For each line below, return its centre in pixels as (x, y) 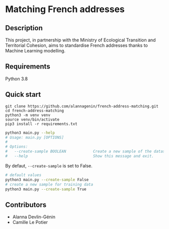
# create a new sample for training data (49, 184)
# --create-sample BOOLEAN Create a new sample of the (78, 152)
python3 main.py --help (30, 133)
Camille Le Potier (30, 222)
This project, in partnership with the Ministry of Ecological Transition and (80, 40)
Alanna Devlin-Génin (34, 217)
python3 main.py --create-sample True (46, 189)
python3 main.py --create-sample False (47, 180)
